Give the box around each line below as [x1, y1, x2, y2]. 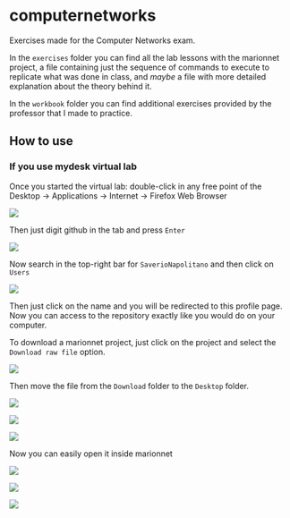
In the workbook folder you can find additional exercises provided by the [9, 98, 272, 108]
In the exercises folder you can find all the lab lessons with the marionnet [9, 52, 280, 63]
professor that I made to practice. [9, 107, 132, 118]
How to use [9, 133, 73, 149]
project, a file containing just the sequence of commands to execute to [9, 62, 270, 72]
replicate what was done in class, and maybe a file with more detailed [9, 71, 267, 81]
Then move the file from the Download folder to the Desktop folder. [9, 380, 249, 391]
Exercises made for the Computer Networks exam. [9, 35, 196, 46]
